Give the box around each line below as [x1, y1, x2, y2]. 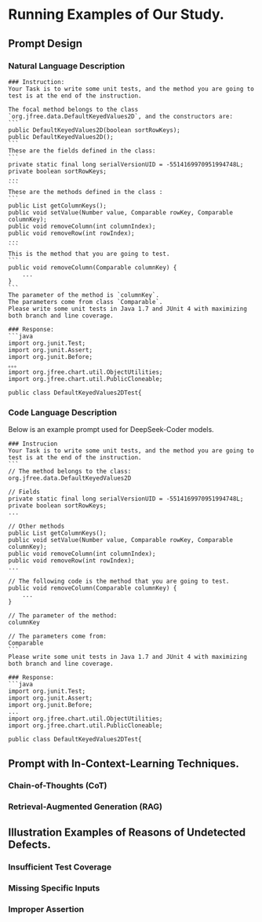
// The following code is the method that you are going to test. [8, 577, 230, 586]
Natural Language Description [8, 60, 126, 71]
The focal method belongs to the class [8, 105, 139, 113]
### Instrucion [8, 440, 58, 448]
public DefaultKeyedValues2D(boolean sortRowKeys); [8, 126, 180, 134]
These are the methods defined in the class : [8, 188, 163, 196]
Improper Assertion [8, 903, 85, 914]
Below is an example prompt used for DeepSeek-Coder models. [8, 425, 214, 434]
